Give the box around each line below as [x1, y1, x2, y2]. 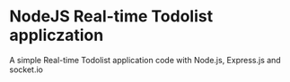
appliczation [9, 25, 104, 45]
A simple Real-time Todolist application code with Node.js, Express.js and [9, 54, 281, 65]
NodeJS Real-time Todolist [9, 6, 214, 27]
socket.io [9, 64, 43, 75]
